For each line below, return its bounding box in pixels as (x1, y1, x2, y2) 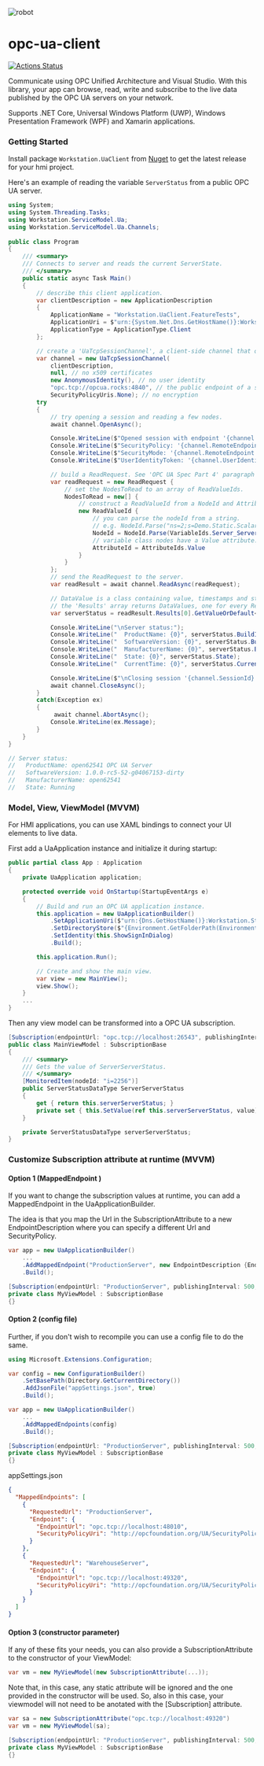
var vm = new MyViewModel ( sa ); (8, 1722, 111, 1730)
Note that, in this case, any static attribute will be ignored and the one (8, 1683, 233, 1692)
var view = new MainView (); (36, 974, 128, 983)
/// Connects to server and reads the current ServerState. (22, 260, 223, 268)
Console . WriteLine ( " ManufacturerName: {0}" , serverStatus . (49, 645, 255, 653)
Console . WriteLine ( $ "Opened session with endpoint (49, 434, 220, 442)
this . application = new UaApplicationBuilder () (36, 910, 195, 918)
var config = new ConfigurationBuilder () (8, 1369, 146, 1377)
